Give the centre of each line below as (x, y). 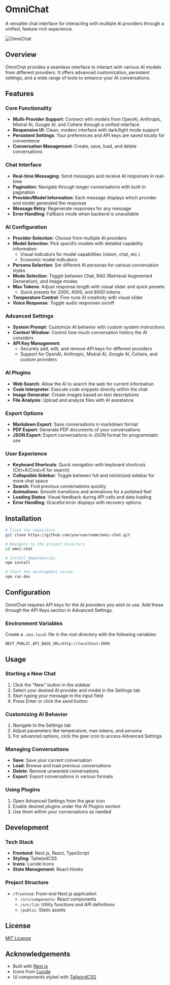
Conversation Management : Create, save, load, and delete (75, 146)
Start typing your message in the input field (58, 696)
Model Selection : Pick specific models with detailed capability (78, 244)
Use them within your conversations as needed (62, 812)
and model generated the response (49, 203)
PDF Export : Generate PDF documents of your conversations (76, 429)
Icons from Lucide (31, 972)
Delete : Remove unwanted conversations (56, 771)
